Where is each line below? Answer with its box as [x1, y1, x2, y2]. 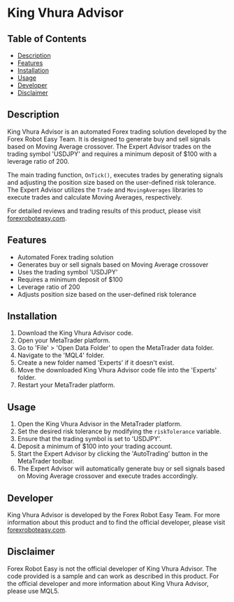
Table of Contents [7, 33, 87, 45]
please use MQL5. [7, 587, 59, 595]
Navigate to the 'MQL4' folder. [17, 351, 105, 360]
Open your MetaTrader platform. [17, 336, 110, 344]
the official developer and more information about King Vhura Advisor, [7, 579, 210, 587]
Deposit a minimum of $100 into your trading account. [17, 442, 173, 451]
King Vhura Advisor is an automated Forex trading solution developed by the [7, 127, 227, 136]
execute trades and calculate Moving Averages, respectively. [7, 192, 183, 201]
